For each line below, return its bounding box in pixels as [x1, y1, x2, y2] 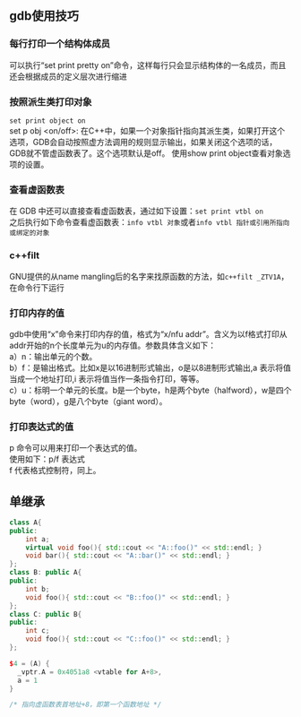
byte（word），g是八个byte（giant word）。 [9, 395, 168, 406]
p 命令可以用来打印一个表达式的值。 [9, 443, 142, 454]
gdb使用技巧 [9, 8, 79, 24]
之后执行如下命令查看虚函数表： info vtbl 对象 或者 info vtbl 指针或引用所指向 [9, 217, 290, 228]
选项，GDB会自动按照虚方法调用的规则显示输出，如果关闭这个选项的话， [9, 136, 278, 147]
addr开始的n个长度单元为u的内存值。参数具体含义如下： [9, 340, 217, 350]
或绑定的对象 [9, 229, 50, 238]
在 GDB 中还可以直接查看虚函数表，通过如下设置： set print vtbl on [9, 205, 264, 217]
